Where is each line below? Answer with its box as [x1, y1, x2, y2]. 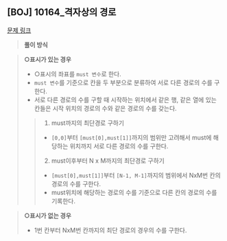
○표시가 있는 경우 [23, 55, 72, 63]
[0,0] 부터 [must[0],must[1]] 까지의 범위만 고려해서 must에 [51, 133, 212, 141]
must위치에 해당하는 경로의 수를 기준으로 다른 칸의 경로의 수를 [51, 188, 217, 196]
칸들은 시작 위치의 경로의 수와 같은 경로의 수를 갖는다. [34, 104, 177, 112]
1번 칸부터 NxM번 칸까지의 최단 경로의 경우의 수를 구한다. [34, 226, 187, 234]
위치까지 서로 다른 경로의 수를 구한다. [69, 141, 169, 150]
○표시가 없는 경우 [23, 211, 72, 220]
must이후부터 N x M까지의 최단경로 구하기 [51, 157, 165, 165]
